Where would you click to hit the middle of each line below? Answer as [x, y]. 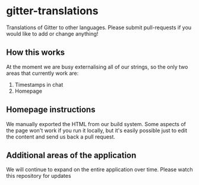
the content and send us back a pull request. [61, 137]
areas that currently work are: [42, 73]
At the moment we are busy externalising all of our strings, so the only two [97, 67]
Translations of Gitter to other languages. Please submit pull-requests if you [99, 27]
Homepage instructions [51, 110]
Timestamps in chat [39, 84]
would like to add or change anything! [52, 33]
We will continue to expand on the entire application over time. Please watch [99, 170]
